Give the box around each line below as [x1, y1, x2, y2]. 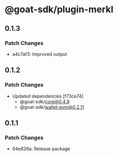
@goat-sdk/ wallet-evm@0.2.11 [19, 104, 84, 110]
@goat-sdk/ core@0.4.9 [19, 99, 70, 105]
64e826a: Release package [12, 146, 70, 152]
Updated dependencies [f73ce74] [12, 93, 84, 99]
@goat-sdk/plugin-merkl [5, 4, 113, 15]
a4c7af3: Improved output [12, 51, 67, 57]
